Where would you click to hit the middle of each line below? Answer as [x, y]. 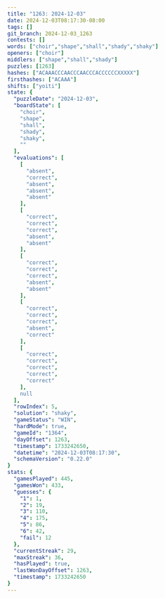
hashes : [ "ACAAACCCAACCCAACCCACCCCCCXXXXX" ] [73, 73]
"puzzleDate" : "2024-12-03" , [56, 99]
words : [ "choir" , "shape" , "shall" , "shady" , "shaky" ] [83, 46]
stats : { [20, 473]
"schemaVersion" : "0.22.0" [53, 459]
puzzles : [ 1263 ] [31, 66]
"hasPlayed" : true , [42, 564]
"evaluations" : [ [39, 158]
